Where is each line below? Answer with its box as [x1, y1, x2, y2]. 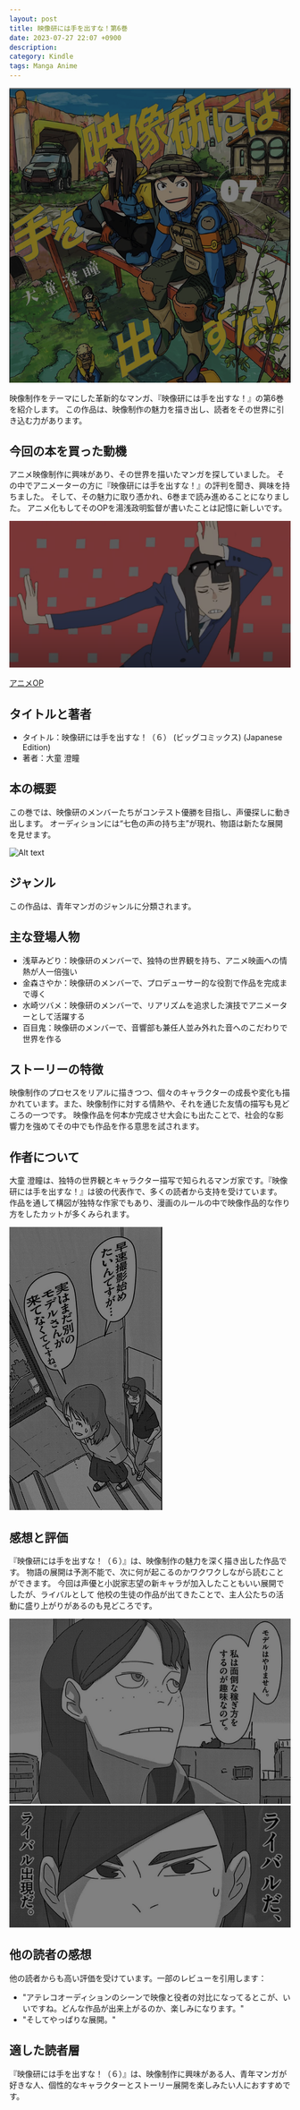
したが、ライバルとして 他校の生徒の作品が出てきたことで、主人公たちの [9, 1589, 277, 1600]
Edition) [21, 742, 51, 753]
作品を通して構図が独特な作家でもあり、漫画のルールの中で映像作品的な [9, 1198, 275, 1209]
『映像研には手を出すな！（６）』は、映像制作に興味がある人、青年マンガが [9, 2068, 287, 2079]
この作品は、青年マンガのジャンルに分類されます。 [9, 901, 196, 911]
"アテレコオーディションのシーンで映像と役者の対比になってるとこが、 [21, 1992, 283, 2003]
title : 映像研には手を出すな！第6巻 [9, 23, 128, 33]
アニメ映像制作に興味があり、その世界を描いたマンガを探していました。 [9, 469, 275, 480]
